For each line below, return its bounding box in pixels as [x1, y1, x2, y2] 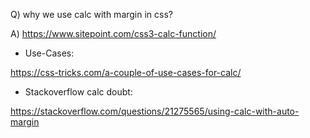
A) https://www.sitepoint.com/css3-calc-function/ [10, 28, 217, 39]
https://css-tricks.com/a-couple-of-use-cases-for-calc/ [10, 67, 242, 78]
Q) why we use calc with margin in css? [10, 9, 174, 20]
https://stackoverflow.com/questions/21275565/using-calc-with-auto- [10, 105, 300, 117]
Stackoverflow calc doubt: [24, 86, 133, 98]
